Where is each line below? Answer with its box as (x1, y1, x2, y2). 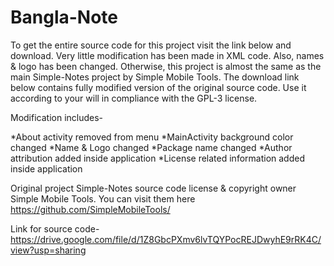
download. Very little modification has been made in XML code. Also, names (10, 49, 325, 61)
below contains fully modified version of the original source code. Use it (10, 81, 307, 93)
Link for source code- (10, 222, 100, 235)
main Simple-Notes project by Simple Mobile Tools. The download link (10, 71, 300, 83)
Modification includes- (10, 111, 104, 123)
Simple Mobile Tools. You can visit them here (10, 192, 196, 205)
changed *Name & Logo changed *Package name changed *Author (10, 141, 293, 153)
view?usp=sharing (10, 244, 87, 256)
